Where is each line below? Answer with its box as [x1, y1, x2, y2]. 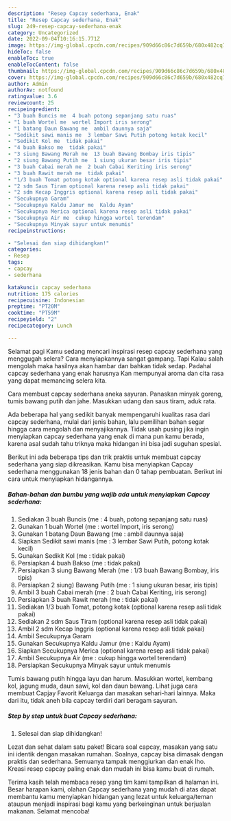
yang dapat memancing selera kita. [8, 376, 107, 385]
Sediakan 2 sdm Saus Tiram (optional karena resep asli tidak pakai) [17, 617, 208, 625]
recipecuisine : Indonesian [8, 297, 85, 304]
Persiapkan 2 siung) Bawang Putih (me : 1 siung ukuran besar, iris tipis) [17, 581, 218, 589]
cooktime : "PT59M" [8, 310, 60, 317]
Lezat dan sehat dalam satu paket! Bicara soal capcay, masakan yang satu [8, 743, 218, 751]
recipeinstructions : [8, 227, 67, 234]
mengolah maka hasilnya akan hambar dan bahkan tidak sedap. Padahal [8, 361, 212, 370]
